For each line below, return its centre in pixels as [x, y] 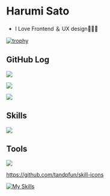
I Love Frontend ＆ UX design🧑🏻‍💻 [56, 28]
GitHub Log [28, 60]
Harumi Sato [38, 11]
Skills [17, 116]
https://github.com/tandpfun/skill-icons [55, 175]
